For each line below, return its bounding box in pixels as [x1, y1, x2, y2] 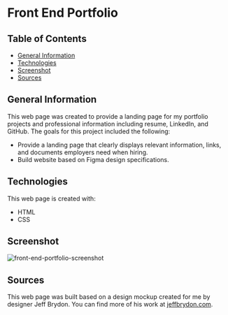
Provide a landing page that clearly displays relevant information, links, [17, 140, 222, 149]
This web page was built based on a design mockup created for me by [7, 293, 211, 301]
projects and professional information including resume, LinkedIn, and [7, 119, 208, 128]
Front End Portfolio [7, 5, 119, 21]
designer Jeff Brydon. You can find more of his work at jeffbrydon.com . [7, 300, 213, 309]
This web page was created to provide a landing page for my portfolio [7, 112, 208, 120]
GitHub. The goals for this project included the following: [7, 127, 171, 135]
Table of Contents [7, 33, 87, 45]
